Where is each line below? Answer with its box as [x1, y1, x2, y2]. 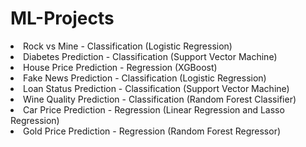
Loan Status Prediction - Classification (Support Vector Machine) [23, 82, 290, 94]
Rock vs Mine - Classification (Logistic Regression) [23, 40, 233, 52]
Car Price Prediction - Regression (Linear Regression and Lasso [23, 103, 285, 116]
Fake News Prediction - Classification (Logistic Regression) [23, 72, 267, 84]
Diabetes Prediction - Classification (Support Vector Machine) [23, 50, 278, 62]
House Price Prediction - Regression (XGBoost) [23, 61, 218, 73]
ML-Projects [10, 7, 115, 30]
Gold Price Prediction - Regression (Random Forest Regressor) [23, 125, 282, 137]
